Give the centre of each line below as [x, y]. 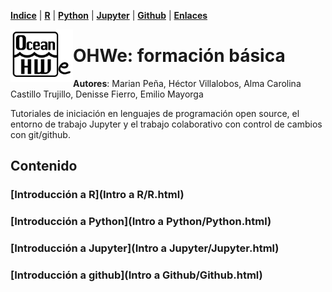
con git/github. [40, 134]
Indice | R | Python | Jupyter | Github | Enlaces [109, 15]
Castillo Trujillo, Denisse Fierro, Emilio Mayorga [107, 94]
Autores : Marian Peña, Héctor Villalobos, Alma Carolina [187, 83]
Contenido [44, 166]
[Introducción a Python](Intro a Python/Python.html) [141, 222]
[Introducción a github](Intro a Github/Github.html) [136, 275]
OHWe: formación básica [179, 56]
